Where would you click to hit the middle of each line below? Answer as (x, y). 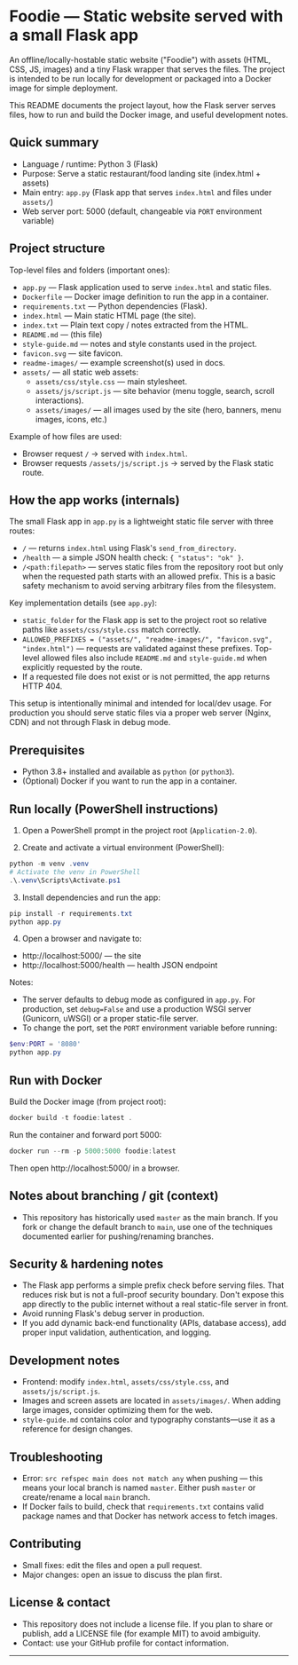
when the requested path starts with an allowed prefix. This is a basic (149, 576)
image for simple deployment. (63, 88)
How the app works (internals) (94, 500)
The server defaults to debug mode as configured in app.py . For (138, 999)
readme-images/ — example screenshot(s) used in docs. (124, 362)
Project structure (57, 249)
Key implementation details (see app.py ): (83, 603)
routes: (22, 531)
